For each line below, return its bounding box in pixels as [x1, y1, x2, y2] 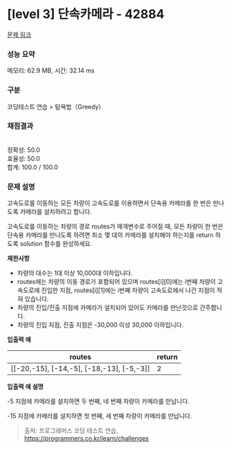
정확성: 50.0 [7, 146, 40, 154]
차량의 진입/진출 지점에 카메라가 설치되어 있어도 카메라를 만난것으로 [17, 303, 199, 312]
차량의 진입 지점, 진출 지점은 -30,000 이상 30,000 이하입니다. [17, 321, 184, 329]
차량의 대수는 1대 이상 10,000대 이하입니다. [17, 269, 133, 277]
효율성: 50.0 [7, 154, 40, 162]
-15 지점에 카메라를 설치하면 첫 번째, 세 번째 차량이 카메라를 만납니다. [7, 412, 192, 420]
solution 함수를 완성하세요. [19, 240, 92, 248]
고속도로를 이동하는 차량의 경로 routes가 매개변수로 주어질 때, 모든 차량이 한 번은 [7, 222, 224, 231]
